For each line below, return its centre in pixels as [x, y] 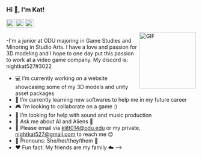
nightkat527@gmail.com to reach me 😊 [64, 134]
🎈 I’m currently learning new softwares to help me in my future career [101, 100]
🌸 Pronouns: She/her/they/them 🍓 [56, 141]
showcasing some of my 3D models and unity [72, 87]
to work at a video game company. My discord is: [67, 60]
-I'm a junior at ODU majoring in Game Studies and [69, 41]
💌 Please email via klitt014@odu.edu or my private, [78, 128]
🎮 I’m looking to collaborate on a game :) [66, 106]
